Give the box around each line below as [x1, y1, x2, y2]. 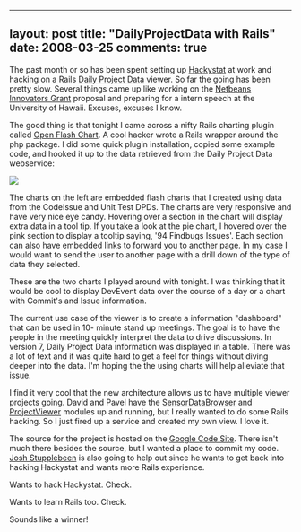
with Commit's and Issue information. [9, 295, 147, 306]
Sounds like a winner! [9, 513, 89, 525]
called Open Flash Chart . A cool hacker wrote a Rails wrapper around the [9, 129, 279, 140]
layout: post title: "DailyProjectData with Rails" [9, 26, 276, 41]
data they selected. [9, 258, 81, 269]
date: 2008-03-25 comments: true [9, 40, 208, 56]
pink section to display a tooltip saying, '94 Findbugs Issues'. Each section [9, 230, 284, 240]
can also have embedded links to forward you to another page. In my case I [9, 240, 288, 250]
